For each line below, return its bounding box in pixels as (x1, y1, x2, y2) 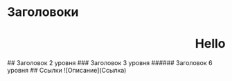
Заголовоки (7, 4, 79, 20)
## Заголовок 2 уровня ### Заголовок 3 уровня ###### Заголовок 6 (7, 59, 213, 67)
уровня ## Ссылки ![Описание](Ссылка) (7, 66, 127, 75)
